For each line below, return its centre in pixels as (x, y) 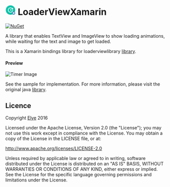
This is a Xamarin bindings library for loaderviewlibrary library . (71, 51)
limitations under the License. (36, 180)
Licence (18, 106)
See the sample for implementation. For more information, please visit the (83, 84)
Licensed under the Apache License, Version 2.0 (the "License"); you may (83, 127)
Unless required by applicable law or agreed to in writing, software (76, 158)
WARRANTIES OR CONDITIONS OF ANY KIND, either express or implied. (81, 169)
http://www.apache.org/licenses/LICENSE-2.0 (54, 148)
